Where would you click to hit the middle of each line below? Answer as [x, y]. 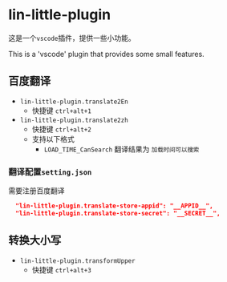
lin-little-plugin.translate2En [74, 102]
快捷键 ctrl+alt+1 [62, 111]
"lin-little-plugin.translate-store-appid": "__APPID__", [115, 206]
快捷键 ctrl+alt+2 [62, 129]
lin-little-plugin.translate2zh [74, 120]
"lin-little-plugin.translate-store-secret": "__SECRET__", [118, 213]
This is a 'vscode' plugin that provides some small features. [106, 54]
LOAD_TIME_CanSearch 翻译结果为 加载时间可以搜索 [122, 149]
